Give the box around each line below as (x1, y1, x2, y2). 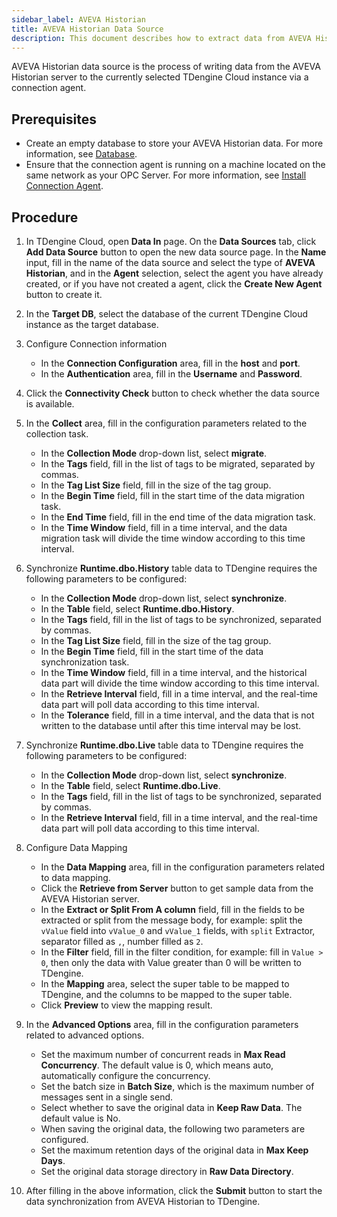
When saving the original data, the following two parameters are (40, 1123, 306, 1135)
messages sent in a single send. (40, 1091, 174, 1103)
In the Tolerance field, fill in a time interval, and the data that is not (40, 709, 315, 721)
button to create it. (25, 289, 103, 300)
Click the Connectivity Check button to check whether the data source (25, 387, 320, 399)
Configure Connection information (25, 338, 168, 350)
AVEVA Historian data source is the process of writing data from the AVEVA (11, 61, 321, 73)
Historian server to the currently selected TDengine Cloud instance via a (11, 71, 309, 83)
